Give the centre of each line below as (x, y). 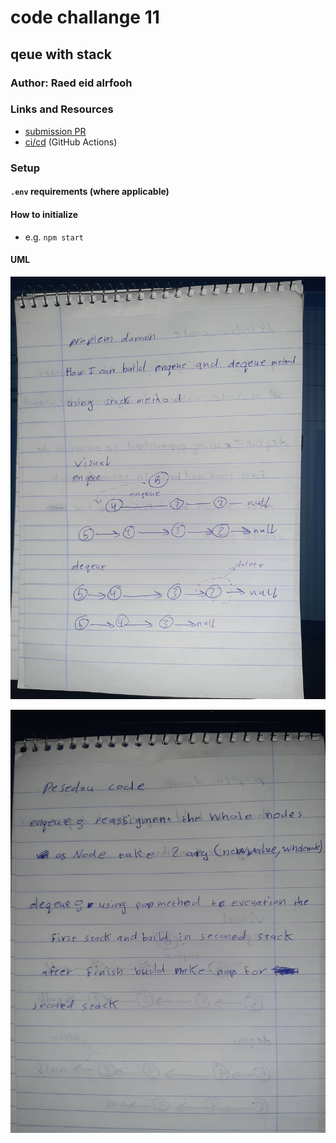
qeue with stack (61, 54)
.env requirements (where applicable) (90, 192)
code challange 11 (85, 17)
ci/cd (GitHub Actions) (71, 142)
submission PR (55, 131)
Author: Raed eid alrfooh (71, 83)
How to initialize (44, 214)
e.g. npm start (54, 237)
